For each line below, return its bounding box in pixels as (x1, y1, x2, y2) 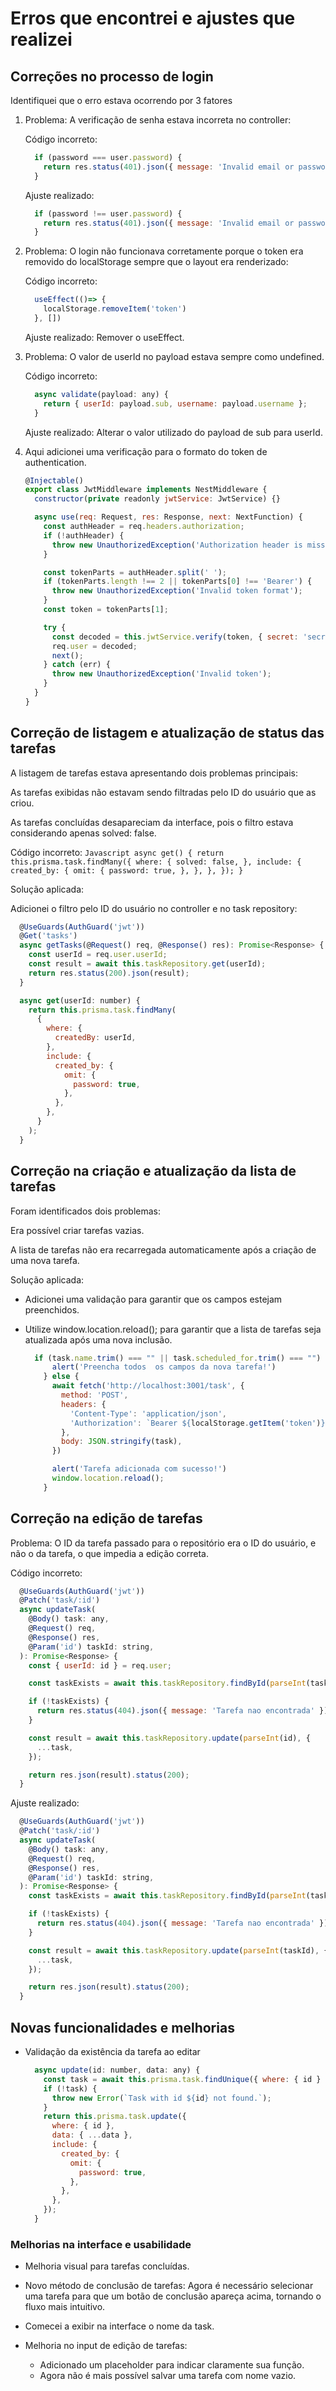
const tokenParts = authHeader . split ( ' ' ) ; (43, 567, 228, 577)
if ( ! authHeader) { (43, 530, 125, 541)
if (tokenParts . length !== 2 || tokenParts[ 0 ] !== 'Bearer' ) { (43, 577, 313, 587)
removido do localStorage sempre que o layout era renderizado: (24, 256, 289, 268)
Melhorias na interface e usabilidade (10, 2237, 192, 2251)
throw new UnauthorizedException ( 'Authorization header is (51, 540, 303, 550)
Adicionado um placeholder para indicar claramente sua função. (39, 2359, 305, 2371)
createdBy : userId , (54, 1033, 137, 1043)
